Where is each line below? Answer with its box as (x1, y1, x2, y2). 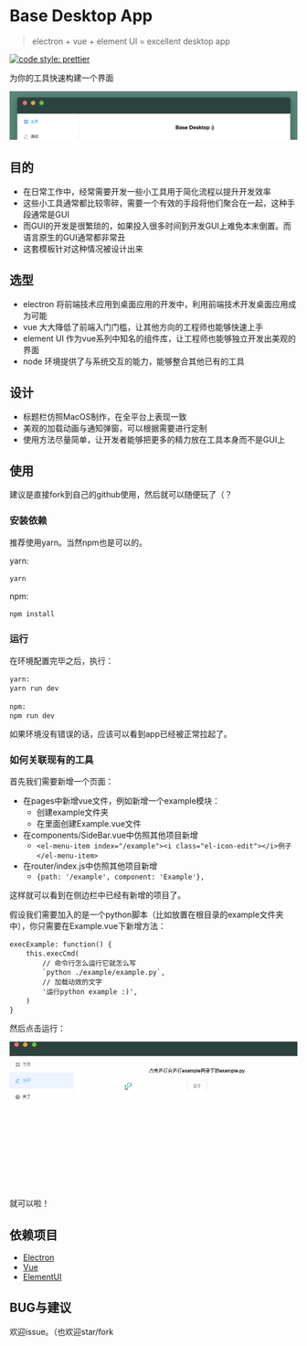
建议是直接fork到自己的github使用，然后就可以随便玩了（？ (9, 489, 233, 500)
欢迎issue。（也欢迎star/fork (9, 1326, 114, 1337)
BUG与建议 (9, 1300, 72, 1316)
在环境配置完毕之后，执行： (9, 655, 114, 666)
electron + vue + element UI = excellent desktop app (31, 36, 230, 47)
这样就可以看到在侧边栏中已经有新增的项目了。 (9, 889, 185, 901)
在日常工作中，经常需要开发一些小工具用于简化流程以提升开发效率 (22, 186, 271, 197)
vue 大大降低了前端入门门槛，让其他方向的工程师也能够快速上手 (22, 321, 264, 332)
